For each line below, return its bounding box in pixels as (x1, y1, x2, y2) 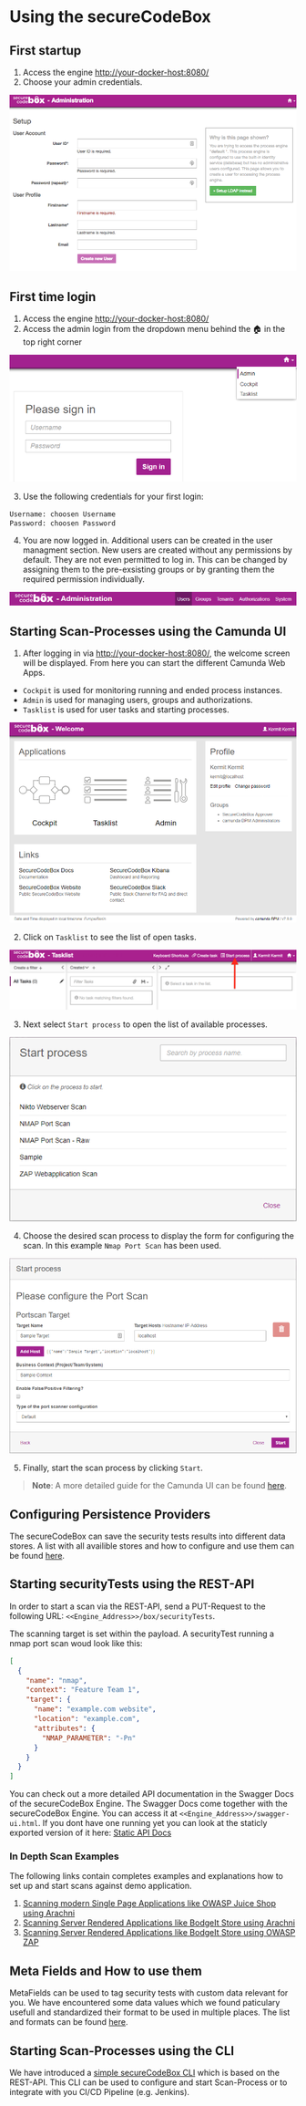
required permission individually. (22, 573, 146, 585)
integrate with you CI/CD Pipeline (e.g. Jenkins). (9, 2087, 189, 2098)
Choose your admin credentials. (22, 77, 143, 88)
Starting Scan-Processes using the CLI (9, 2043, 235, 2059)
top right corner (22, 337, 82, 348)
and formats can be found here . (9, 2017, 128, 2028)
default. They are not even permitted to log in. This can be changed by (22, 554, 288, 565)
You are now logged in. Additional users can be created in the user (22, 534, 273, 545)
